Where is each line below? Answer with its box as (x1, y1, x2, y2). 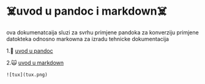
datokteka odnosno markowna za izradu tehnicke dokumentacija (6, 35, 170, 42)
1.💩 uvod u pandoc (6, 47, 53, 55)
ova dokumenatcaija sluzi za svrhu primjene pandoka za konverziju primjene (6, 28, 199, 36)
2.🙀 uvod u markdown (6, 59, 64, 66)
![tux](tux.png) (6, 71, 48, 78)
